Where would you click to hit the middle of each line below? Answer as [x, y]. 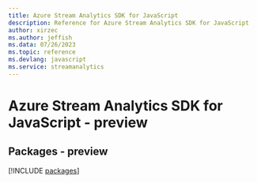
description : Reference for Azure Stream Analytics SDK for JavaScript [128, 23]
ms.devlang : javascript [47, 60]
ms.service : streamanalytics [56, 67]
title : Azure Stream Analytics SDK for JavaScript [93, 15]
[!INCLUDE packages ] [44, 170]
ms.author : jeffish [40, 37]
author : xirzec [33, 30]
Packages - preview [58, 152]
